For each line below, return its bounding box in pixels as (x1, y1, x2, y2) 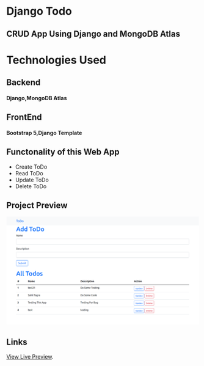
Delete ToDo (15, 182, 47, 190)
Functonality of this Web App (6, 147, 120, 157)
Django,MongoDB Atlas (6, 94, 67, 101)
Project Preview (6, 200, 68, 210)
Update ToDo (15, 176, 49, 183)
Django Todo (6, 4, 72, 18)
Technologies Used (6, 53, 107, 67)
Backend (6, 78, 41, 88)
